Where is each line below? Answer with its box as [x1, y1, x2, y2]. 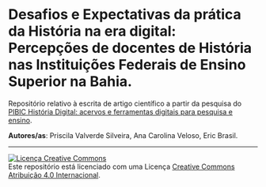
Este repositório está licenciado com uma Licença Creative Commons [8, 162, 235, 171]
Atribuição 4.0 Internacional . [8, 170, 101, 179]
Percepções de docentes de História [8, 39, 252, 57]
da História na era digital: [8, 22, 177, 40]
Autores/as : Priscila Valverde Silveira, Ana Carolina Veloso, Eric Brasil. [8, 130, 238, 140]
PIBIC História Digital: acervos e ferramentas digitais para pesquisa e [8, 107, 234, 116]
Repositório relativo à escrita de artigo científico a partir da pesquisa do [8, 99, 242, 108]
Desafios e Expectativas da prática [8, 6, 241, 24]
